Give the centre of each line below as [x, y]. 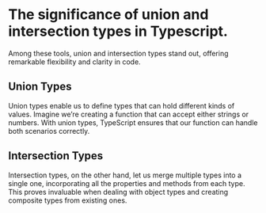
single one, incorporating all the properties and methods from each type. [127, 183]
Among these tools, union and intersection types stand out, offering [118, 53]
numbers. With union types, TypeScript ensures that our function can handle [133, 122]
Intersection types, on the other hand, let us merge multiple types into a [125, 175]
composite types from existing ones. [68, 200]
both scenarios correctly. [49, 131]
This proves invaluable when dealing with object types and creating [118, 192]
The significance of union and [108, 15]
